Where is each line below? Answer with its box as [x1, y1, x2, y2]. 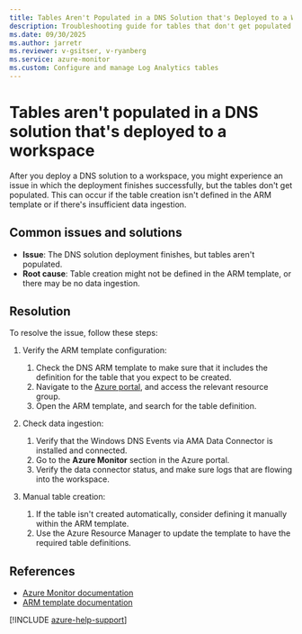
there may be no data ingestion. [22, 277, 141, 288]
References [9, 564, 75, 579]
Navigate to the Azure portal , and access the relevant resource [35, 382, 269, 393]
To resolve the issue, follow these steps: [9, 328, 158, 339]
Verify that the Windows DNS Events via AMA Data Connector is [35, 436, 273, 447]
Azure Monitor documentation [22, 587, 134, 599]
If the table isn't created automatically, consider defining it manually [35, 509, 288, 520]
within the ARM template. [35, 519, 129, 530]
